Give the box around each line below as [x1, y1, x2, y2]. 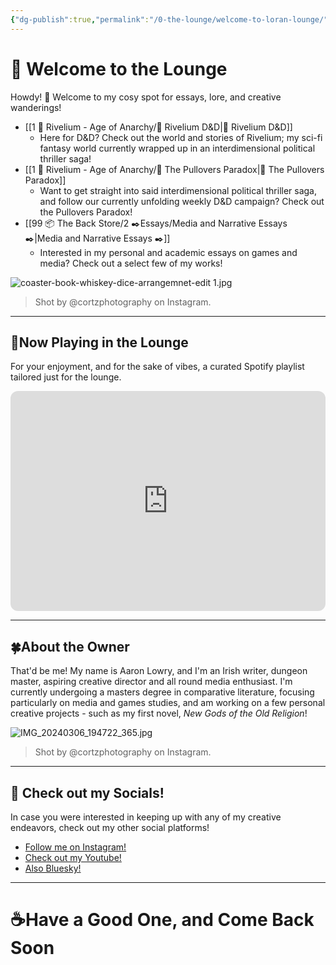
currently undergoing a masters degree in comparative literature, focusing [10, 686, 315, 698]
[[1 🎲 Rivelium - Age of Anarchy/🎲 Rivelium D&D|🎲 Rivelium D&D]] [24, 121, 293, 133]
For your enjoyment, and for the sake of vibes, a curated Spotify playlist [10, 361, 305, 373]
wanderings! [10, 101, 62, 113]
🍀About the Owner [10, 638, 130, 655]
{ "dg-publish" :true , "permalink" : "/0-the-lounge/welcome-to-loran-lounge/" [10, 14, 329, 25]
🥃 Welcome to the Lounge [10, 57, 228, 80]
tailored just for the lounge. [10, 371, 122, 383]
